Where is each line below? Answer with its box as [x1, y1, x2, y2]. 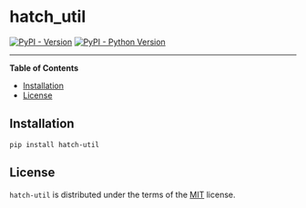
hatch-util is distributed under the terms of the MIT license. [9, 189, 236, 200]
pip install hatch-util [9, 140, 100, 149]
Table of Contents [9, 62, 79, 74]
